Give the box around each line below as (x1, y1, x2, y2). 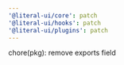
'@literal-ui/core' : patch (8, 11, 98, 20)
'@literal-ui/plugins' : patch (8, 26, 109, 34)
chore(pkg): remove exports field (8, 48, 117, 58)
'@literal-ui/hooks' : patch (8, 19, 102, 27)
